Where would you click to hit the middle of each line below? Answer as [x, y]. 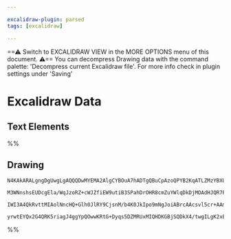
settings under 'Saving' [40, 74]
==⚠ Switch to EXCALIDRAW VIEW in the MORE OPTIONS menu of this [108, 52]
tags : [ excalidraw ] [35, 26]
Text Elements [38, 127]
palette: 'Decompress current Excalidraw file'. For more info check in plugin [114, 66]
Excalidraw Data [54, 101]
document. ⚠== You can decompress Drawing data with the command [108, 59]
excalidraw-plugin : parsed [46, 19]
